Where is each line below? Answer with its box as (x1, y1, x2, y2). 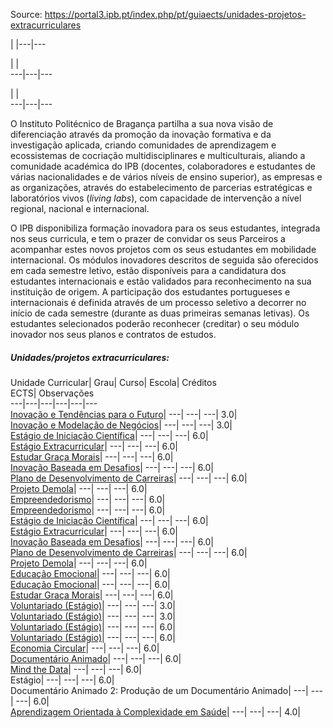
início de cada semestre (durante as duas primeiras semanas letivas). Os (10, 307, 310, 319)
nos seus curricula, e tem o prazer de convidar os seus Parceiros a (10, 233, 286, 244)
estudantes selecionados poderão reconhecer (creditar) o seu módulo (10, 318, 300, 329)
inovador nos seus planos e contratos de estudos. (10, 329, 217, 340)
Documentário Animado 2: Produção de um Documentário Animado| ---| (10, 684, 309, 696)
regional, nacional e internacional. (10, 203, 150, 214)
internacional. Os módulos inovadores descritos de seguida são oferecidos (10, 254, 319, 266)
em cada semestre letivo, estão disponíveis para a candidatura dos (10, 265, 287, 276)
